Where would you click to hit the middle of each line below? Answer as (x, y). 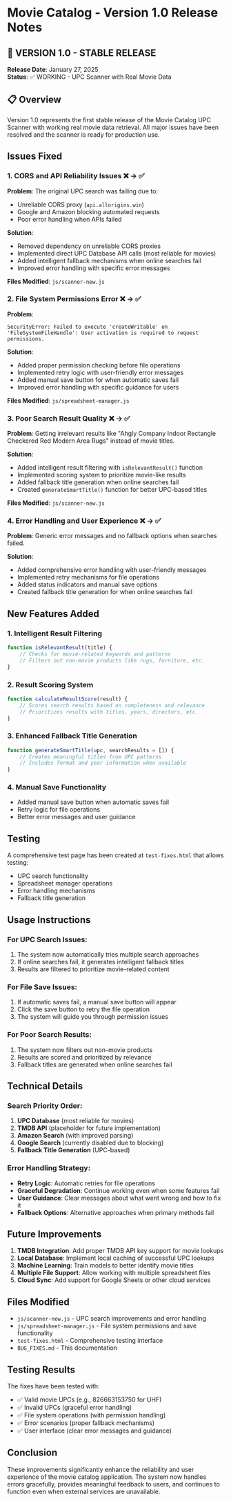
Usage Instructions (49, 920)
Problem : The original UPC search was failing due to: (83, 191)
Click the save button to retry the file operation (83, 1009)
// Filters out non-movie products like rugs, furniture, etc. (112, 660)
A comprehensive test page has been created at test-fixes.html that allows (115, 855)
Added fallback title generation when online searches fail (98, 482)
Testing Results (41, 1369)
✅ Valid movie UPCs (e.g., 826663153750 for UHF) (89, 1399)
